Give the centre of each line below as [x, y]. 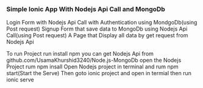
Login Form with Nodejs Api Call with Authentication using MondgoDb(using [102, 23]
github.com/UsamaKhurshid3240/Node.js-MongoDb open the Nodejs [94, 61]
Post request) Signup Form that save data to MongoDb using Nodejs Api [97, 29]
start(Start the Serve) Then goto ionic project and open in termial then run [99, 73]
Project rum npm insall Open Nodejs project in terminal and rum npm [92, 67]
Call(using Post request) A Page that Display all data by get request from [97, 35]
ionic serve [20, 80]
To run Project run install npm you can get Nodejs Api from [80, 54]
